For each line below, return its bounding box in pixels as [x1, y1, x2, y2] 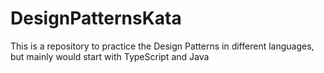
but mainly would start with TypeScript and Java [10, 50, 210, 62]
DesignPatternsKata [10, 7, 182, 30]
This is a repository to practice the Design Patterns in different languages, [10, 40, 315, 52]
